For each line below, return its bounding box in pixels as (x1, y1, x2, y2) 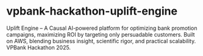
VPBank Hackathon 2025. (6, 44, 71, 51)
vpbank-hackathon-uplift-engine (6, 4, 178, 18)
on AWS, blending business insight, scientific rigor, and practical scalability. (6, 37, 196, 44)
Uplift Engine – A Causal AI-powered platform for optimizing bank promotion (6, 24, 198, 32)
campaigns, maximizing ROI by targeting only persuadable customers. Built (6, 30, 195, 38)
